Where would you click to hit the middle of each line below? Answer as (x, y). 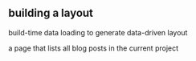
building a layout (51, 13)
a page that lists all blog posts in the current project (94, 48)
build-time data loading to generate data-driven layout (98, 32)
